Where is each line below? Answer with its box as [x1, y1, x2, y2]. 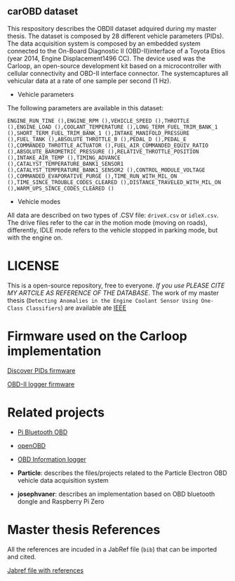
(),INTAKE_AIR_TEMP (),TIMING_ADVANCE [7, 154, 121, 161]
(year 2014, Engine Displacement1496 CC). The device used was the [7, 54, 206, 63]
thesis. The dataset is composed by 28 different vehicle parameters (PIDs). [7, 32, 224, 40]
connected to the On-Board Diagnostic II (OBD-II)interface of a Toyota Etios [7, 46, 226, 55]
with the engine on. [7, 233, 63, 242]
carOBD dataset [7, 6, 79, 18]
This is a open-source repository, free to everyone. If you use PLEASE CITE [7, 281, 225, 289]
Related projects [7, 404, 105, 420]
